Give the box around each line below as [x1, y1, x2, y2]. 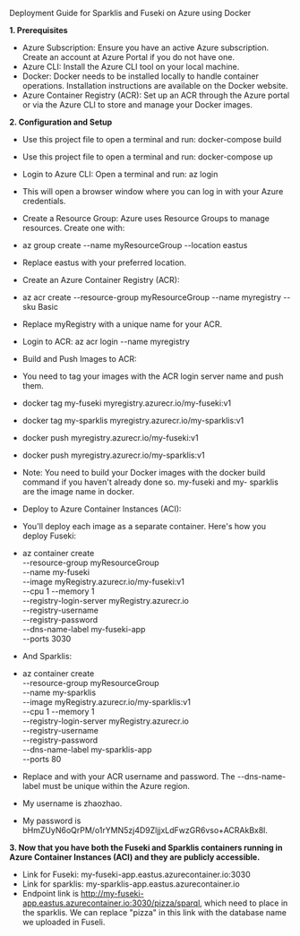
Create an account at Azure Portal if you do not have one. [21, 52, 236, 62]
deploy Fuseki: [21, 530, 77, 541]
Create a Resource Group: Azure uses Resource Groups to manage [21, 213, 270, 223]
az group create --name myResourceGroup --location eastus [21, 240, 248, 250]
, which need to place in [200, 897, 288, 908]
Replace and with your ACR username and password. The [21, 771, 236, 782]
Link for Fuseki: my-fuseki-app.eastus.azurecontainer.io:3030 [21, 869, 251, 880]
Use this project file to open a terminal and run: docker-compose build [21, 134, 282, 144]
